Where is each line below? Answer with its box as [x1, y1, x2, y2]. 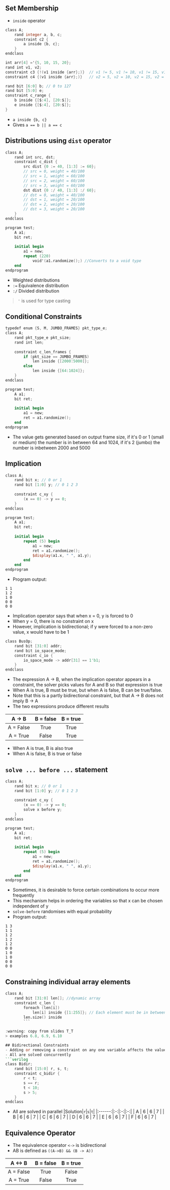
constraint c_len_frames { [14, 349, 71, 355]
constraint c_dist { [14, 160, 58, 165]
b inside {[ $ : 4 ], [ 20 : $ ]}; [14, 98, 71, 103]
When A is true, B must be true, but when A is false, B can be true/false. [12, 687, 162, 693]
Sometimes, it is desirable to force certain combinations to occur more [12, 887, 159, 893]
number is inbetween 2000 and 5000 [12, 445, 91, 451]
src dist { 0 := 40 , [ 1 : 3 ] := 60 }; [23, 164, 96, 169]
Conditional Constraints [5, 312, 82, 321]
